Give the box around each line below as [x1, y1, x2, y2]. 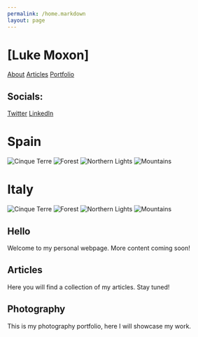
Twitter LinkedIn [7, 110, 54, 118]
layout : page [7, 17, 45, 24]
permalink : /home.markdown [7, 10, 86, 18]
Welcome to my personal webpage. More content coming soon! [7, 244, 191, 252]
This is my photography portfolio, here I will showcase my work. [7, 322, 191, 330]
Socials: [7, 91, 43, 103]
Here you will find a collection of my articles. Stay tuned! [7, 282, 170, 291]
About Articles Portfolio [7, 70, 75, 79]
